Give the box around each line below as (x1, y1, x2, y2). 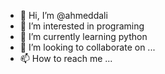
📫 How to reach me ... (19, 53, 113, 64)
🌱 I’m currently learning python (19, 31, 148, 42)
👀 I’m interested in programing (19, 20, 145, 32)
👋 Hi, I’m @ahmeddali (19, 10, 108, 21)
